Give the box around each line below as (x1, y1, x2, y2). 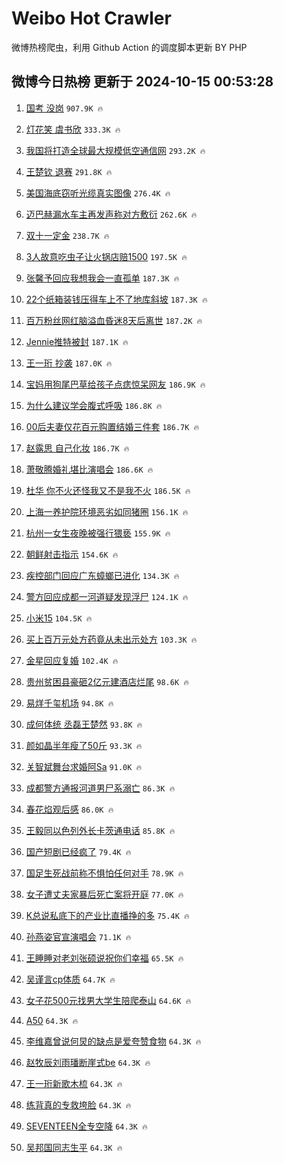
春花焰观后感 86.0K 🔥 (25, 803, 114, 815)
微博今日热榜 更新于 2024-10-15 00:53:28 (11, 73, 274, 91)
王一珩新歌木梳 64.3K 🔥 (25, 1077, 123, 1089)
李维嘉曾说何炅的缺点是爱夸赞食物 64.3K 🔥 (25, 1035, 202, 1047)
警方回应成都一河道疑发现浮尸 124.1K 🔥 (25, 590, 189, 602)
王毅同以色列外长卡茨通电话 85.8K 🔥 (25, 824, 176, 836)
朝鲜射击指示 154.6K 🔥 (25, 548, 119, 560)
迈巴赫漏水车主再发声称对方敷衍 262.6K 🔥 (25, 208, 198, 220)
